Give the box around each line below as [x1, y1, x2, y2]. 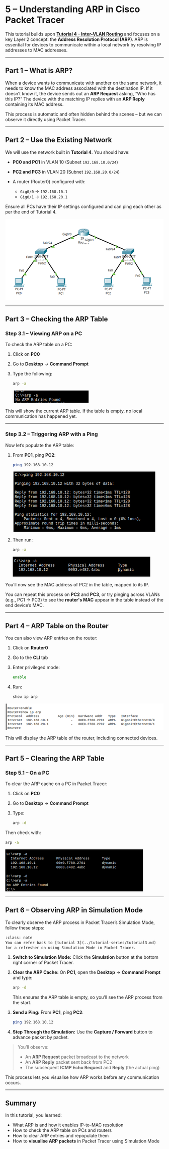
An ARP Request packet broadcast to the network [25, 1054, 129, 1060]
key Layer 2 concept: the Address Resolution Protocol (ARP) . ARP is [5, 36, 148, 42]
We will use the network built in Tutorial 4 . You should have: [5, 149, 130, 155]
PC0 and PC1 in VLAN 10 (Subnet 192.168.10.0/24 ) [12, 159, 118, 165]
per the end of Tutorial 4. [5, 208, 57, 215]
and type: [12, 974, 33, 980]
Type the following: [12, 371, 53, 377]
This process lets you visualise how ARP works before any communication [5, 1074, 159, 1080]
